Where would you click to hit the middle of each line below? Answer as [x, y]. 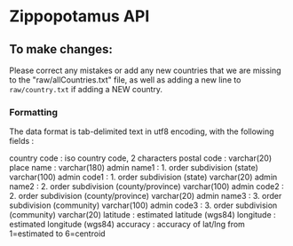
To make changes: [61, 49]
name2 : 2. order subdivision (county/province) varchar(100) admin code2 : [146, 186]
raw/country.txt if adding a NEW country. [86, 89]
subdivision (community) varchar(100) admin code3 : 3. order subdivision [143, 205]
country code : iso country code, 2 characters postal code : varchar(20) [141, 158]
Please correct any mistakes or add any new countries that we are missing [145, 70]
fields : [22, 141]
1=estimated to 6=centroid [57, 234]
